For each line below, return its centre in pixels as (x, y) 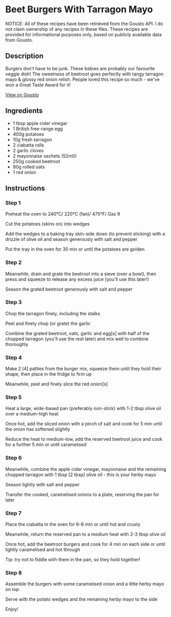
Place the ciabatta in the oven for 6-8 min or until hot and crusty (73, 524)
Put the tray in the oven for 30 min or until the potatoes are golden (75, 249)
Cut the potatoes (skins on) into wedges (48, 224)
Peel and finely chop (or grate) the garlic (48, 323)
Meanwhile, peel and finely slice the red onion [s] (57, 384)
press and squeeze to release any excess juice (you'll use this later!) (77, 279)
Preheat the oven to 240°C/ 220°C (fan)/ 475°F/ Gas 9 (63, 214)
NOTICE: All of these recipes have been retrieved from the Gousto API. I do (84, 24)
